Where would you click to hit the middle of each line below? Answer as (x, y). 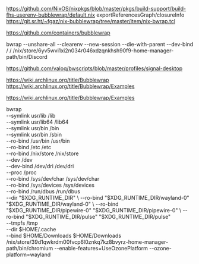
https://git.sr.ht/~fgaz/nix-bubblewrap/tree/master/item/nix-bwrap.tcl (91, 21)
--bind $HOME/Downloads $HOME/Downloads (64, 235)
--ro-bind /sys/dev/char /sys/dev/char (53, 179)
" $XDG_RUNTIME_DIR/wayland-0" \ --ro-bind (62, 204)
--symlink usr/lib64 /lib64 (37, 122)
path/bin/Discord (27, 57)
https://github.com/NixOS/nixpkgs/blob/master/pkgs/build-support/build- (96, 9)
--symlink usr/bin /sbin (34, 134)
